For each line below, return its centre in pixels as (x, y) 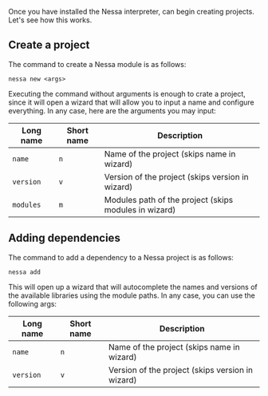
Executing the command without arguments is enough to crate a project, (127, 93)
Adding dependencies (65, 238)
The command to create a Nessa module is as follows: (97, 64)
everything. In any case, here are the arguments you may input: (112, 110)
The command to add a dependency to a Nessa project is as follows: (121, 257)
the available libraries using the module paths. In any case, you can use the (132, 295)
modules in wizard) (140, 209)
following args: (33, 303)
